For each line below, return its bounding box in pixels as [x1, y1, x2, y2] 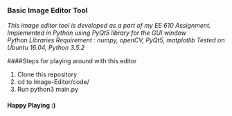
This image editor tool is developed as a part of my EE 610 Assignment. [7, 22, 211, 30]
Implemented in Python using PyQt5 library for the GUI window [7, 28, 187, 37]
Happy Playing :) [7, 101, 56, 109]
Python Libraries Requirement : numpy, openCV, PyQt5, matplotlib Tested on [7, 36, 225, 44]
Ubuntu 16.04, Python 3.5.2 [7, 44, 85, 52]
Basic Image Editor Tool [7, 6, 88, 15]
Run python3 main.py [17, 85, 78, 94]
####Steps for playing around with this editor [7, 57, 137, 65]
